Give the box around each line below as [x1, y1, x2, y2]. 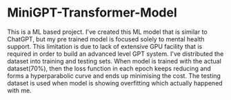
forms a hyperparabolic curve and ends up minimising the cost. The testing [7, 71, 221, 80]
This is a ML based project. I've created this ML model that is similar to [7, 28, 208, 36]
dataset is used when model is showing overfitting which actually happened [7, 79, 223, 87]
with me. [7, 86, 32, 94]
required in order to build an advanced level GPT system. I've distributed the [7, 50, 224, 58]
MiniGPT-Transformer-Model [7, 5, 177, 21]
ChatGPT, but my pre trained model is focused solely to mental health [7, 34, 205, 43]
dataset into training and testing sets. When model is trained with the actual [7, 57, 222, 65]
